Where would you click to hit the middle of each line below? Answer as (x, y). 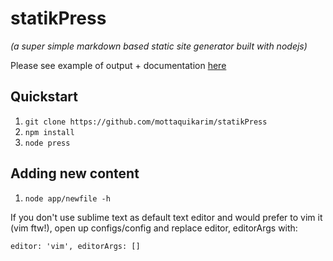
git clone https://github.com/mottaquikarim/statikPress (146, 122)
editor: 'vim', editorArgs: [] (75, 246)
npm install (49, 132)
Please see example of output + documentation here (118, 65)
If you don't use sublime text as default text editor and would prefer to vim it (166, 217)
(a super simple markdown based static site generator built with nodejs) (159, 46)
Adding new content (75, 173)
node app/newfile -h (67, 198)
